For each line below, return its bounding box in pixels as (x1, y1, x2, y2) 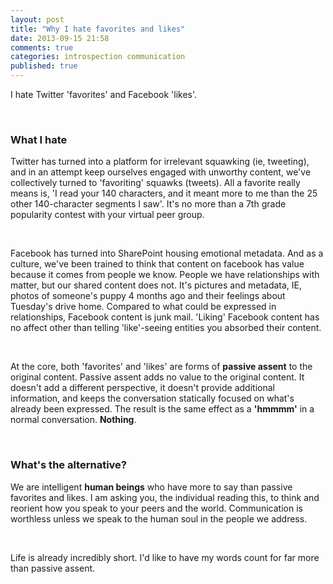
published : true (10, 61, 78, 71)
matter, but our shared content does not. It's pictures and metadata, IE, (10, 279, 303, 291)
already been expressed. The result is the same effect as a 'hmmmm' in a (10, 403, 315, 415)
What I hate (10, 132, 68, 146)
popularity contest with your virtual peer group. (10, 209, 205, 221)
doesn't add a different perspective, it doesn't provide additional (10, 382, 275, 394)
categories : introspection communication (10, 52, 186, 62)
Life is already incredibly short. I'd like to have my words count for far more (10, 551, 320, 563)
